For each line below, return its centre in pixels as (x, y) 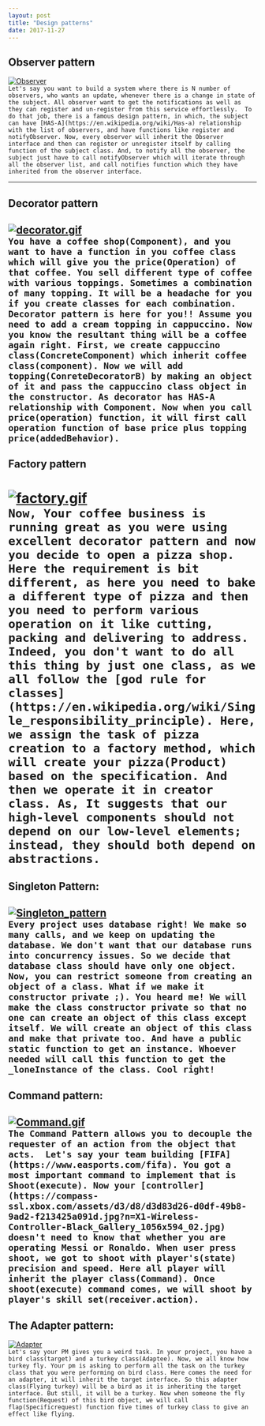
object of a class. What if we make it (106, 987)
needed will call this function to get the (117, 1059)
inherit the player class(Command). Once (112, 1279)
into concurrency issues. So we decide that (119, 956)
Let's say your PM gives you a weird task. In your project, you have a (130, 1352)
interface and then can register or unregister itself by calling (119, 144)
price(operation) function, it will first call (127, 417)
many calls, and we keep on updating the (112, 935)
